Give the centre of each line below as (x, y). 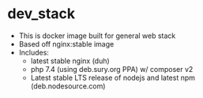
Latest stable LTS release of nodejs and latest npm (113, 77)
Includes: (34, 52)
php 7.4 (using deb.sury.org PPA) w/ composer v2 (112, 69)
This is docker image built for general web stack (97, 36)
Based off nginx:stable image (66, 43)
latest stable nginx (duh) (70, 61)
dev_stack (41, 14)
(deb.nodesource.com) (68, 86)
